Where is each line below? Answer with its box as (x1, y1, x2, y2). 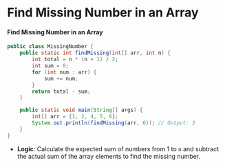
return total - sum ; (32, 88, 91, 95)
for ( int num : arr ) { (32, 69, 97, 76)
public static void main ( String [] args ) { (19, 107, 143, 114)
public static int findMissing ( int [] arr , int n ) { (19, 49, 171, 56)
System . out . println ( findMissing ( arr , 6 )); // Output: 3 (32, 120, 195, 126)
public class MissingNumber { (7, 43, 94, 50)
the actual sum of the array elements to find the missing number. (17, 152, 201, 160)
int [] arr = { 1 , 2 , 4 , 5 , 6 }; (32, 113, 118, 120)
